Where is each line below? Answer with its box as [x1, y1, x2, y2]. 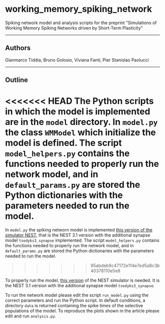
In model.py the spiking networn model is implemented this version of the [5, 227, 153, 233]
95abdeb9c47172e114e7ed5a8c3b [90, 262, 160, 269]
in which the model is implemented [5, 106, 151, 117]
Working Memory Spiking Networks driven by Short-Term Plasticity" [5, 25, 143, 31]
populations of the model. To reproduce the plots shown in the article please [5, 308, 160, 314]
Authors [5, 44, 31, 52]
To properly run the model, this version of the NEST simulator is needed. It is [5, 277, 160, 284]
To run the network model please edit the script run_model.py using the [5, 292, 149, 298]
